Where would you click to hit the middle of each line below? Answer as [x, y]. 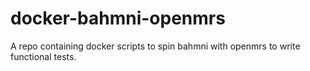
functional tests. [43, 56]
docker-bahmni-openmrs [118, 18]
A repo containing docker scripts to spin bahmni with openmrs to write [155, 46]
